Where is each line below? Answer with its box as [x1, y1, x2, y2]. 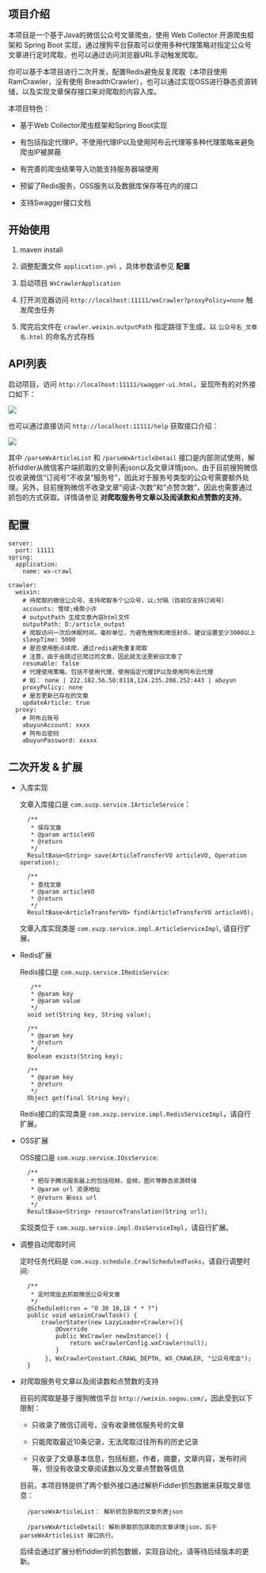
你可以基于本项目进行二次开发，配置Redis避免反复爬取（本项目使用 [8, 67, 228, 76]
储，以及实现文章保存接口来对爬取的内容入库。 [8, 87, 161, 96]
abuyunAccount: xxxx [22, 721, 90, 729]
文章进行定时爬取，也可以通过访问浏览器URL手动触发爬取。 [8, 50, 203, 60]
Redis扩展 [19, 951, 53, 960]
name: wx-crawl [22, 567, 73, 575]
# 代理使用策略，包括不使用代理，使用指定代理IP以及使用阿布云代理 [22, 668, 214, 676]
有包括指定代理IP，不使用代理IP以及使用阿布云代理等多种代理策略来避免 [19, 137, 255, 147]
